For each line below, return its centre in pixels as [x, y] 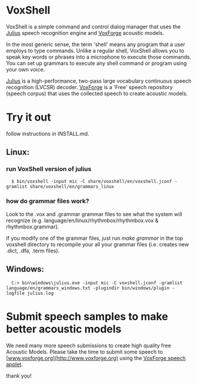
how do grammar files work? [48, 201]
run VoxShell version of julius [49, 169]
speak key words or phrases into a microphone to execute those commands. [99, 57]
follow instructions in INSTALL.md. [48, 133]
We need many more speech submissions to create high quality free [89, 345]
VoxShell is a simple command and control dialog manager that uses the [94, 27]
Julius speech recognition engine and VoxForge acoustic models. [85, 32]
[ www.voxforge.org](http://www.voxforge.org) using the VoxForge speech [96, 358]
